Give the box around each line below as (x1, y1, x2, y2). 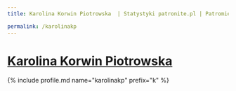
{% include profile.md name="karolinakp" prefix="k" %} (7, 76, 170, 85)
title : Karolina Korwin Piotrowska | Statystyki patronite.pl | (7, 10, 202, 17)
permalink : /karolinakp (7, 22, 77, 30)
